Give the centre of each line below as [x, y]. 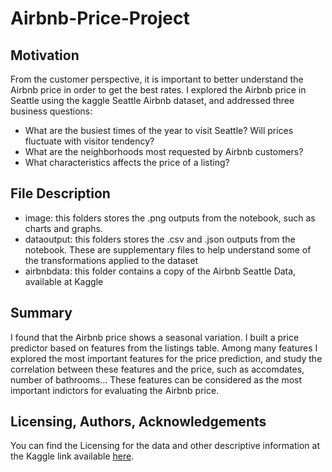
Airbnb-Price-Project [100, 18]
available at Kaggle [64, 281]
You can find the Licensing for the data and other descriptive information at [165, 446]
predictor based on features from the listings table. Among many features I [164, 348]
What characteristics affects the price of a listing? [127, 162]
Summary [41, 313]
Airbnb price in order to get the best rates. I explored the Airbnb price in [158, 90]
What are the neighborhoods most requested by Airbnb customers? [164, 151]
